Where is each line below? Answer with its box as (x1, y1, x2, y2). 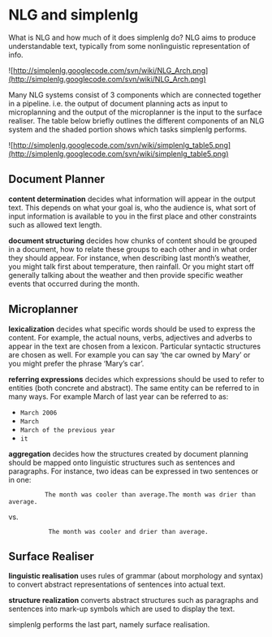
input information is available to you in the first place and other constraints (8, 211, 257, 221)
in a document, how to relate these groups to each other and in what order (8, 244, 257, 253)
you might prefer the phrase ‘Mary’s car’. (8, 358, 145, 368)
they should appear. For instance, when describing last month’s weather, (8, 253, 251, 262)
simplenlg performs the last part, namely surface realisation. (8, 620, 210, 630)
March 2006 (19, 409, 58, 417)
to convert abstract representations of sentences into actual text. (8, 579, 226, 590)
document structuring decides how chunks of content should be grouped (8, 236, 257, 245)
